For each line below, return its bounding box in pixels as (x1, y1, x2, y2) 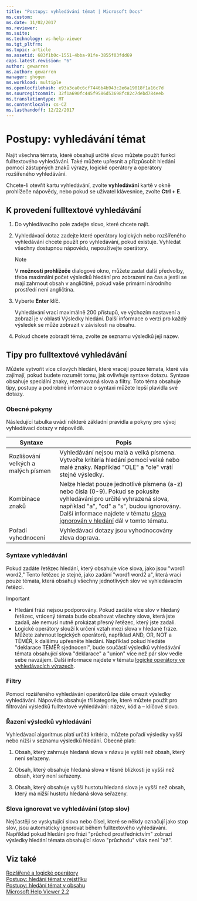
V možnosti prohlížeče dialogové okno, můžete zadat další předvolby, (14, 267, 185, 274)
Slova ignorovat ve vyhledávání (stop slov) (6, 805, 130, 813)
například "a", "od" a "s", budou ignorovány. (59, 502, 181, 510)
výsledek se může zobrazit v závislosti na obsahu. (14, 321, 136, 329)
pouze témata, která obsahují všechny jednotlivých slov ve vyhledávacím (6, 577, 182, 584)
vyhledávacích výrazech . (14, 662, 75, 669)
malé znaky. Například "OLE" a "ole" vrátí (59, 463, 173, 471)
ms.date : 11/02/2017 (6, 19, 57, 25)
